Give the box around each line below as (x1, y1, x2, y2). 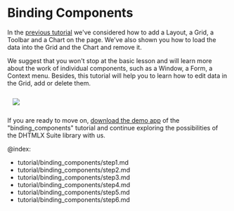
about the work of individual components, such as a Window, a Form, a (7, 64, 213, 72)
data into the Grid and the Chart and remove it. (7, 43, 142, 51)
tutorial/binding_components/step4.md (17, 180, 131, 189)
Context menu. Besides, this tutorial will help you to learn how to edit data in (7, 72, 227, 80)
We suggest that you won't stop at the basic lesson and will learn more (7, 56, 212, 64)
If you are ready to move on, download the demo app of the (7, 116, 180, 124)
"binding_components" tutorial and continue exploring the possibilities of (7, 123, 219, 132)
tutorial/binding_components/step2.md (17, 165, 131, 174)
